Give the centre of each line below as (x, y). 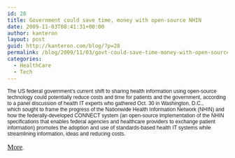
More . (16, 147)
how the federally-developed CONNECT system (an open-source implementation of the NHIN (116, 116)
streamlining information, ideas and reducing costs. (66, 134)
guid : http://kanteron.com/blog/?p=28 (64, 46)
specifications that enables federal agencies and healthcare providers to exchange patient (111, 121)
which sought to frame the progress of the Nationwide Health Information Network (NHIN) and (116, 109)
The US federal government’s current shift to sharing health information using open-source (112, 91)
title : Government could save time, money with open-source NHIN (104, 20)
